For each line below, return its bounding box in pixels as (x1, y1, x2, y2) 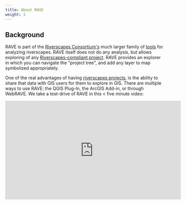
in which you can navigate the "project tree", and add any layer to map (5, 60, 150, 66)
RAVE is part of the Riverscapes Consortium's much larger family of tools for (5, 44, 163, 50)
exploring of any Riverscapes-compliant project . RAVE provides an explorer (5, 55, 161, 61)
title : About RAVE (5, 7, 44, 13)
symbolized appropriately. (5, 65, 59, 71)
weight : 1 (5, 12, 26, 17)
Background (5, 31, 44, 39)
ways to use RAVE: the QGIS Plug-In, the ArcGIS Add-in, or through (5, 86, 144, 92)
